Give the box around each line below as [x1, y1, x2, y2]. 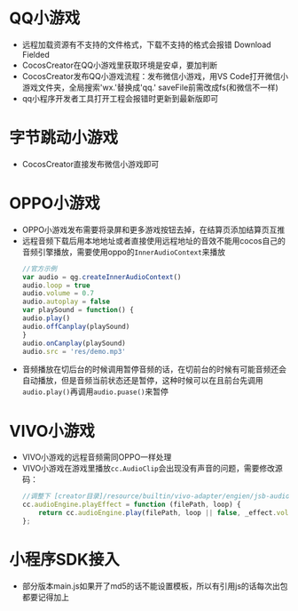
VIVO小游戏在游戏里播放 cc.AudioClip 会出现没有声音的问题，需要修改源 [21, 463, 284, 474]
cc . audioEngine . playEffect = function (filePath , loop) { [21, 500, 241, 510]
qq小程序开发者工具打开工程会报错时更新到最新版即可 [21, 92, 219, 103]
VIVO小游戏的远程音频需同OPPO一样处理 [21, 452, 172, 462]
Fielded [21, 49, 51, 60]
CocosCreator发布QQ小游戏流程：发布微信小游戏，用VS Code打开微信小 [21, 70, 289, 81]
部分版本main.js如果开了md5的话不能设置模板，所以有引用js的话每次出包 [21, 580, 288, 591]
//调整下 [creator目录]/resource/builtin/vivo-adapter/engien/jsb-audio [21, 492, 290, 501]
